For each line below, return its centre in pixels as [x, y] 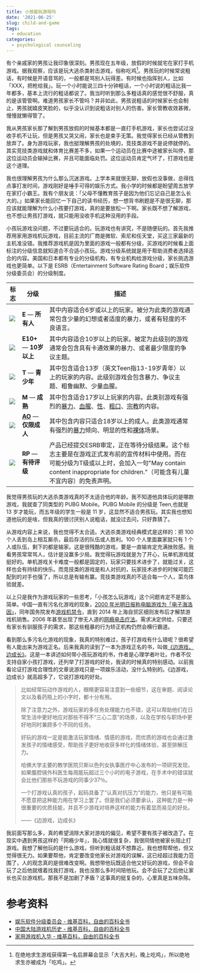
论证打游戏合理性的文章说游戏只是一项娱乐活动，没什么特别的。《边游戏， [101, 669]
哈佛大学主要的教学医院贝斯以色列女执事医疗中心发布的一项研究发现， [107, 765]
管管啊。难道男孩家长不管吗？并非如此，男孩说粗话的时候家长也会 [102, 100]
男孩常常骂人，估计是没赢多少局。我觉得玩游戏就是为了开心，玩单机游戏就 [102, 554]
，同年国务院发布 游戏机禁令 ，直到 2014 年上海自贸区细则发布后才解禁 [100, 612]
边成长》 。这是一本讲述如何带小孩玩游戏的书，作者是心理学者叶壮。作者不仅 [99, 654]
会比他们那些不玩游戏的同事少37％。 [66, 780]
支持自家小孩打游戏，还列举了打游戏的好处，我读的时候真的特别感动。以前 [97, 661]
